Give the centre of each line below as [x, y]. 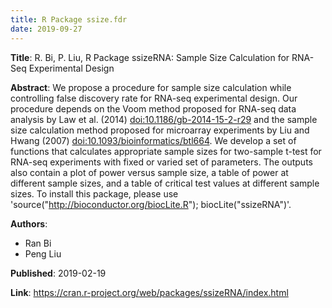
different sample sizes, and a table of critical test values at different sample [165, 183]
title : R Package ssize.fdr [69, 19]
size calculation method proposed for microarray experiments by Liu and [160, 130]
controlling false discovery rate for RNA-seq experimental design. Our [154, 98]
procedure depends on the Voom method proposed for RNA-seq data [153, 108]
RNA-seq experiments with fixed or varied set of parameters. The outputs [161, 162]
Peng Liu [43, 253]
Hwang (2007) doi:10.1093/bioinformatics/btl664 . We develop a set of [153, 140]
